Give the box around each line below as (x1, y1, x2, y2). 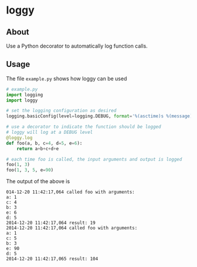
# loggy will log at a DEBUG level (6, 130, 93, 136)
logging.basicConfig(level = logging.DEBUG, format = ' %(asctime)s (6, 113, 164, 119)
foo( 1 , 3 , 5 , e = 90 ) (6, 167, 54, 173)
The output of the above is (6, 178, 70, 185)
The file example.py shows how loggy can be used (6, 75, 127, 82)
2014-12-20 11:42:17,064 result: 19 (6, 220, 96, 226)
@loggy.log (6, 134, 33, 141)
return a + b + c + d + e (16, 146, 59, 151)
